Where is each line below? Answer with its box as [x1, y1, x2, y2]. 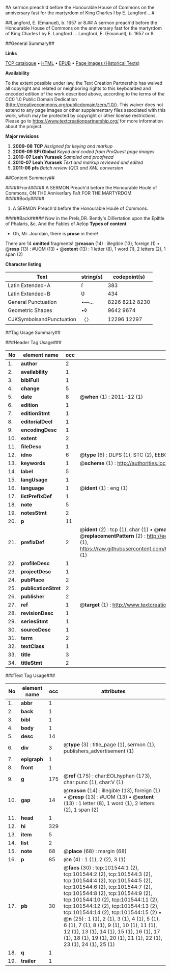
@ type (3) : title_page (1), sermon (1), [63, 741, 156, 748]
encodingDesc [21, 426, 57, 433]
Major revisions [5, 133, 39, 139]
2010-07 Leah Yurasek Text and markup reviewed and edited [12, 159, 144, 165]
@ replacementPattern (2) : [79, 532, 146, 539]
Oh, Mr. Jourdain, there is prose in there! [12, 231, 98, 236]
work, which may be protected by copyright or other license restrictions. [5, 112, 157, 118]
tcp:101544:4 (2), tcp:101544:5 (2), [63, 877, 152, 884]
